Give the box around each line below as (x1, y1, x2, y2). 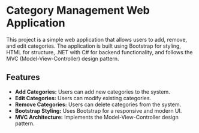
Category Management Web (6, 4, 150, 17)
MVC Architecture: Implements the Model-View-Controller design (14, 113, 179, 120)
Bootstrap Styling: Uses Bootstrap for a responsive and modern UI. (14, 107, 182, 114)
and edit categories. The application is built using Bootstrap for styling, (6, 42, 182, 50)
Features (6, 72, 40, 82)
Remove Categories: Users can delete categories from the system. (14, 101, 182, 108)
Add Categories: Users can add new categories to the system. (14, 88, 170, 95)
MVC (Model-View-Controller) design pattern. (6, 55, 119, 62)
